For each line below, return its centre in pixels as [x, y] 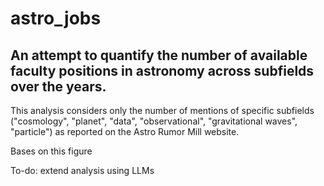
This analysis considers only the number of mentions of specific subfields [162, 110]
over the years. [58, 86]
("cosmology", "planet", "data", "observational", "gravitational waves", [154, 121]
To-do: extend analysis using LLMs [82, 170]
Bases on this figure [51, 151]
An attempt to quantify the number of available [159, 55]
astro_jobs [56, 18]
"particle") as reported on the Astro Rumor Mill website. [125, 131]
